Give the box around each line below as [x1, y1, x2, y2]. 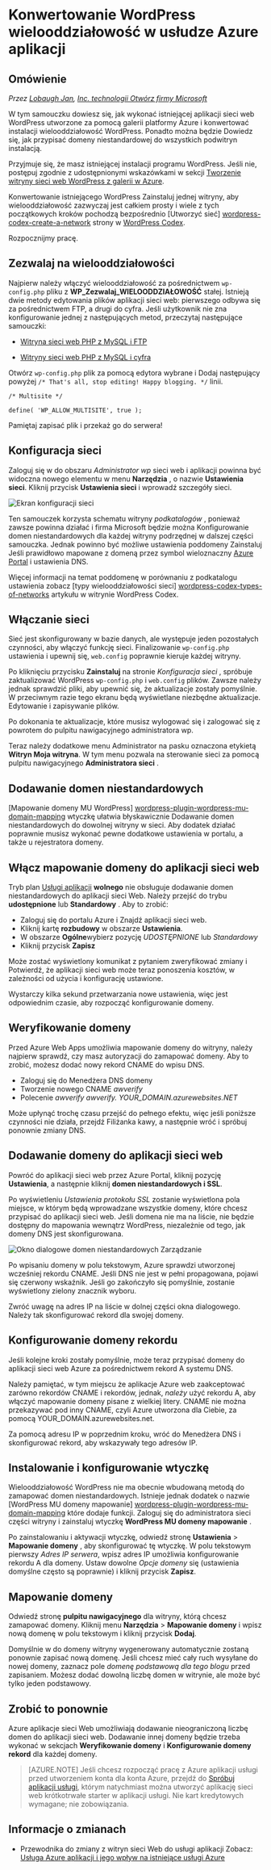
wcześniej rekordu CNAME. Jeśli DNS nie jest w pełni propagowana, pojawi [8, 1268, 259, 1278]
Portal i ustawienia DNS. [8, 556, 89, 566]
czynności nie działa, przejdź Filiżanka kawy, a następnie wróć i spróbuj [8, 1117, 248, 1126]
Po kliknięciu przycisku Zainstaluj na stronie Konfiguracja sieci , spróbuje [8, 667, 252, 677]
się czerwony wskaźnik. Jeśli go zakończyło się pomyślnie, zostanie [8, 1277, 236, 1287]
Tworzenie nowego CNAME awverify [19, 1084, 144, 1093]
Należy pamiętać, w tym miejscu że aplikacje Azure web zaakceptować [8, 1379, 246, 1389]
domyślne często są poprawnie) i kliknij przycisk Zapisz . [8, 1566, 196, 1576]
